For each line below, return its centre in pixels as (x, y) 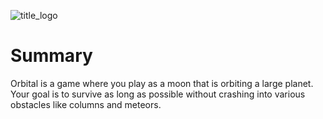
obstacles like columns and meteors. (86, 104)
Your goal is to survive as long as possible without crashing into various (158, 94)
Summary (51, 56)
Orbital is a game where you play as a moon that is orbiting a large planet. (162, 83)
